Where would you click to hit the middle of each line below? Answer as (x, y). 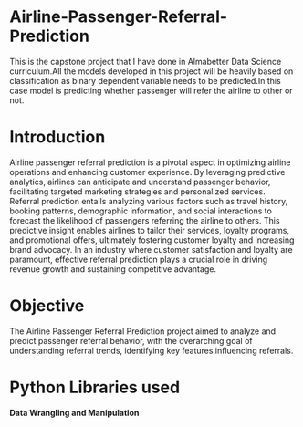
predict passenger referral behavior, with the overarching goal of (131, 340)
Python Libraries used (95, 387)
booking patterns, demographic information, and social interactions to (141, 211)
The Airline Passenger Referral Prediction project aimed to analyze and (143, 331)
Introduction (57, 137)
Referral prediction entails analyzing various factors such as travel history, (149, 201)
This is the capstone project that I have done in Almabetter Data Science (146, 61)
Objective (47, 306)
